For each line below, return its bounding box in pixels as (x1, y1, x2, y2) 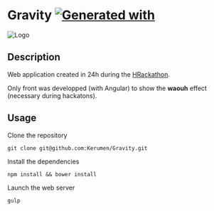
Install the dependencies (7, 157, 80, 166)
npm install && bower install (7, 171, 97, 178)
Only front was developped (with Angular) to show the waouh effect (7, 84, 208, 92)
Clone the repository (7, 131, 68, 139)
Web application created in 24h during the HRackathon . (7, 70, 171, 78)
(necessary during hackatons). (7, 91, 97, 99)
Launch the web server (7, 183, 75, 192)
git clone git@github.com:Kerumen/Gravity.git (7, 144, 148, 152)
